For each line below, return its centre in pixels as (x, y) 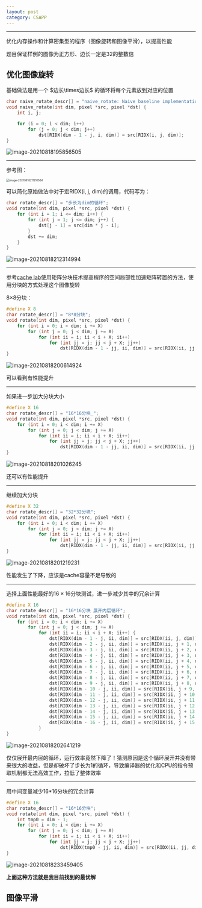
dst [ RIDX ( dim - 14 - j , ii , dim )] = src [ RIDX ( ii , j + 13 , (123, 712)
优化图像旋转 (30, 74)
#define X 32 (23, 507)
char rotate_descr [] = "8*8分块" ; (49, 315)
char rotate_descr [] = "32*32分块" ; (51, 512)
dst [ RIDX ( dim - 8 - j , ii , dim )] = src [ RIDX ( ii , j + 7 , (121, 678)
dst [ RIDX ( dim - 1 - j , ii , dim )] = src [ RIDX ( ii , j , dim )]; (124, 639)
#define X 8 (21, 309)
